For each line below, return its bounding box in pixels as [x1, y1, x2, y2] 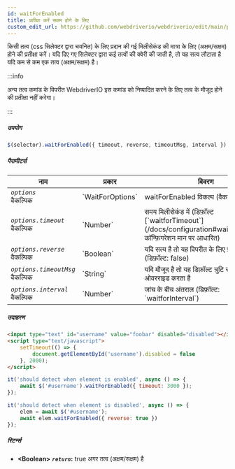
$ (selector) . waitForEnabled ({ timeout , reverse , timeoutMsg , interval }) [7, 141, 227, 149]
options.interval [10, 286, 69, 294]
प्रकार [103, 177, 117, 187]
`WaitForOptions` [82, 192, 138, 202]
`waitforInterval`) [144, 294, 199, 303]
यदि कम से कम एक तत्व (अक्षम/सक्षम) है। [7, 58, 99, 66]
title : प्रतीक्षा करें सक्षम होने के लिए [7, 17, 90, 24]
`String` [82, 269, 107, 279]
